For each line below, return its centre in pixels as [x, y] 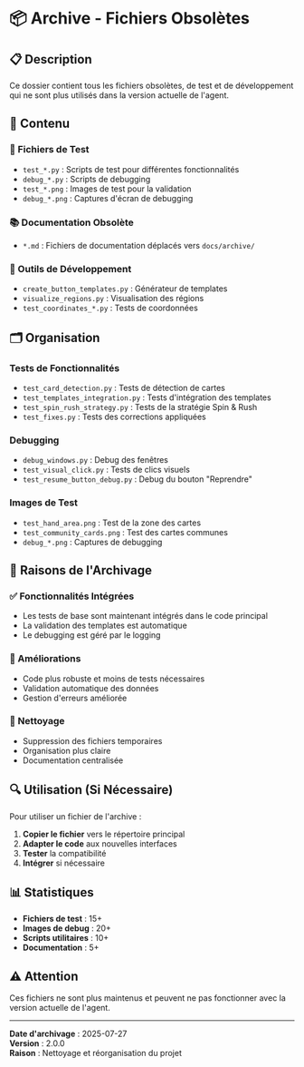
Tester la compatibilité [64, 853]
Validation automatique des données [90, 688]
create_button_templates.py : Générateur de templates [125, 289]
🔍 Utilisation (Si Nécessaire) [91, 790]
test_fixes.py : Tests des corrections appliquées [114, 416]
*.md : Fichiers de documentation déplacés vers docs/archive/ [138, 245]
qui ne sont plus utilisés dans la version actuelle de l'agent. [119, 95]
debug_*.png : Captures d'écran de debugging [108, 198]
